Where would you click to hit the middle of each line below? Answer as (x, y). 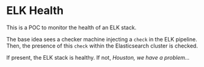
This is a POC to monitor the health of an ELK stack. (71, 27)
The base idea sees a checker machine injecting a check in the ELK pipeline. (102, 39)
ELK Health (35, 11)
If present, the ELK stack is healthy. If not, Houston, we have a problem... (98, 57)
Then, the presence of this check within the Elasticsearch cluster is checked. (102, 46)
